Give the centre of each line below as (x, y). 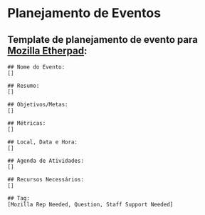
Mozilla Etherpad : (47, 50)
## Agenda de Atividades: (46, 161)
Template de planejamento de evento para (102, 40)
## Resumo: (23, 86)
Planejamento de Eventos (84, 13)
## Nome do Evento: (36, 67)
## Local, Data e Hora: (43, 142)
